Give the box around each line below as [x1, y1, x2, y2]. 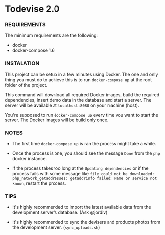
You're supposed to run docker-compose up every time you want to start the [5, 112, 159, 117]
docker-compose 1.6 [12, 47, 55, 53]
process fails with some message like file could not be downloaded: [12, 171, 155, 177]
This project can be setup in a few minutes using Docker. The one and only [5, 71, 158, 77]
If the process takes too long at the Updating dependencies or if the [12, 165, 149, 171]
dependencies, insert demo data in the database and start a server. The [5, 97, 152, 103]
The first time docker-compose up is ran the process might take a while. [12, 141, 156, 147]
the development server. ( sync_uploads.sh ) [12, 224, 100, 230]
